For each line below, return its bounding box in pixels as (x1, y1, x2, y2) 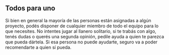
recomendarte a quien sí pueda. (5, 44, 72, 50)
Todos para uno (5, 4, 55, 13)
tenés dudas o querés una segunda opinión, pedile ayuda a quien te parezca (5, 33, 164, 39)
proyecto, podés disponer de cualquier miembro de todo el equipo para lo (5, 23, 159, 29)
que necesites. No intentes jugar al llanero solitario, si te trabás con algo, (5, 28, 156, 34)
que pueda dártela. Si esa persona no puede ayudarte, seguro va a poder (5, 39, 158, 45)
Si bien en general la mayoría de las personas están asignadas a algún (5, 17, 151, 23)
